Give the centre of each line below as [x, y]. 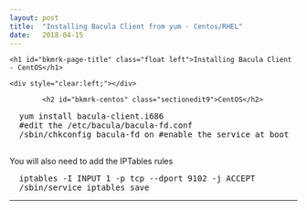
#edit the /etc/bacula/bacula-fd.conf [106, 126]
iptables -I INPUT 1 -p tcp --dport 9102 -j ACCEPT [137, 178]
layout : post [34, 18]
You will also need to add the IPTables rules [91, 162]
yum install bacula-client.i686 [91, 116]
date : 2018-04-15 [47, 35]
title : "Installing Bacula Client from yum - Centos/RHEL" [127, 26]
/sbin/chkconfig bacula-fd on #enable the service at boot [154, 135]
